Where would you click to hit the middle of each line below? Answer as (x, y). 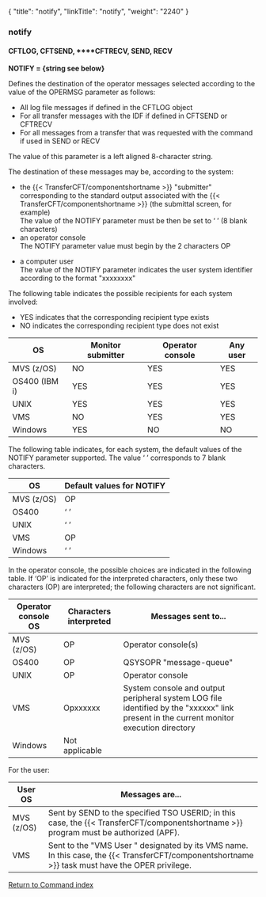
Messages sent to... (188, 617)
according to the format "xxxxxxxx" (78, 278)
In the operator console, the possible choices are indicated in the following (130, 570)
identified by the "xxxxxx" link (179, 708)
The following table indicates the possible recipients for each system (120, 294)
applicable (83, 751)
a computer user (47, 261)
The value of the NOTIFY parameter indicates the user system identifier (136, 270)
